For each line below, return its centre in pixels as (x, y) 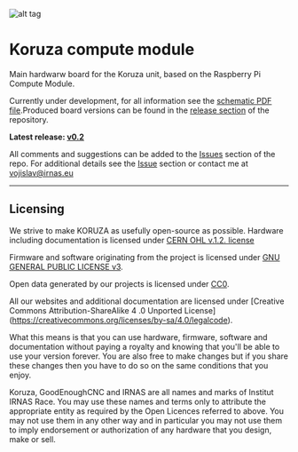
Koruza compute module (102, 50)
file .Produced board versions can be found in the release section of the (139, 110)
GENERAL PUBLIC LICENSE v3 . (67, 266)
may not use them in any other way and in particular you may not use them (145, 420)
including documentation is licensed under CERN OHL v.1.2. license (132, 240)
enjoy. (20, 375)
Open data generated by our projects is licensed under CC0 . (119, 283)
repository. (29, 119)
